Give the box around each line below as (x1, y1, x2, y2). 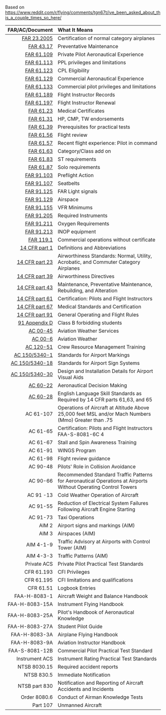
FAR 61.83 (28, 156, 53, 163)
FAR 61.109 (25, 51, 53, 58)
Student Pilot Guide (57, 623, 103, 630)
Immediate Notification (57, 671, 111, 678)
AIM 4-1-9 (26, 541, 53, 548)
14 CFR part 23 (16, 259, 53, 265)
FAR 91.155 (25, 204, 53, 211)
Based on (5, 4, 25, 10)
